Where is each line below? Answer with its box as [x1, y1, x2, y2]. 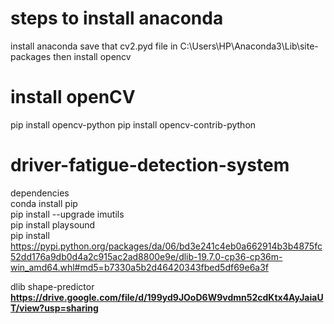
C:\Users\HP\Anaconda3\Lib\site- [179, 40, 319, 52]
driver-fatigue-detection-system [10, 154, 290, 177]
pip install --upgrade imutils [10, 208, 125, 220]
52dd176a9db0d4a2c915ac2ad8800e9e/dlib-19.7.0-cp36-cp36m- [10, 250, 283, 262]
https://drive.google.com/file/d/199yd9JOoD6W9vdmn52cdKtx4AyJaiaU [10, 291, 324, 303]
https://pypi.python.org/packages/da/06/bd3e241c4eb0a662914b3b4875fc [10, 240, 323, 252]
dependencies [10, 187, 70, 199]
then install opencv [53, 50, 132, 62]
